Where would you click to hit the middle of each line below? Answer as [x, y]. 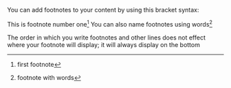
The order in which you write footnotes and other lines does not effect [107, 38]
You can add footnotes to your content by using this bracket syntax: [103, 10]
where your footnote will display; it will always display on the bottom [104, 44]
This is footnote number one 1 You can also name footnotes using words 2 [110, 24]
